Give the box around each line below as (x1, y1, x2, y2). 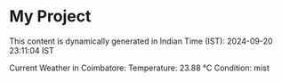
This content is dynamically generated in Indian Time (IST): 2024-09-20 (9, 36, 273, 46)
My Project (9, 6, 92, 27)
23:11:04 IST (9, 45, 55, 55)
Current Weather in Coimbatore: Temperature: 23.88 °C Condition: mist (9, 62, 270, 73)
